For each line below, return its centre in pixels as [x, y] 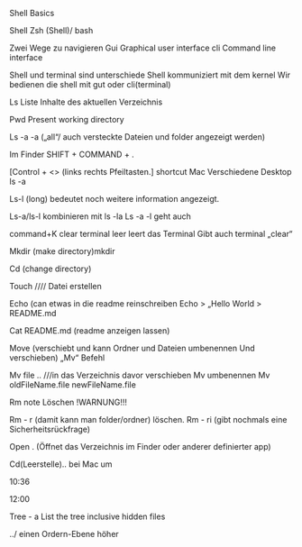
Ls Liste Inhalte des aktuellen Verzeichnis [86, 102]
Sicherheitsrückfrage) [50, 429]
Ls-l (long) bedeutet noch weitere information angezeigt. [114, 199]
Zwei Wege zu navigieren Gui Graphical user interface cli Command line [143, 48]
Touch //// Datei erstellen [55, 286]
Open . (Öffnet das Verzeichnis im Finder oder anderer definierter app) [141, 447]
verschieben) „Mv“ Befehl [57, 358]
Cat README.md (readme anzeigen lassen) [90, 331]
